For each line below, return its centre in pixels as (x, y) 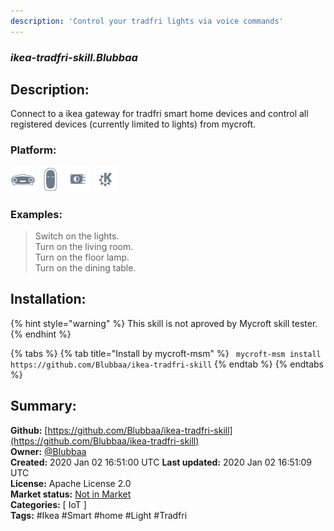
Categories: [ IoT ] (48, 504)
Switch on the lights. (77, 236)
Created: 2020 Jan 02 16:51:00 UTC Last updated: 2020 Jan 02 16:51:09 (161, 462)
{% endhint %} (41, 334)
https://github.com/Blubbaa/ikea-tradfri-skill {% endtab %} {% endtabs (167, 364)
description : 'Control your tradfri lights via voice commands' (147, 21)
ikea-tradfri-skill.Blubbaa (74, 57)
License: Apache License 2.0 (71, 483)
